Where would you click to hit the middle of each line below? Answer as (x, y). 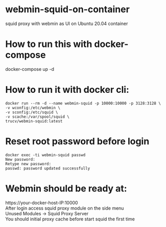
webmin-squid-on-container (68, 9)
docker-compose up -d (30, 69)
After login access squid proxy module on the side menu (65, 208)
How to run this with (49, 44)
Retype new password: (28, 164)
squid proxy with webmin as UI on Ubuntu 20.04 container (67, 23)
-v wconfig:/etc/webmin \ (33, 108)
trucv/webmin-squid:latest (34, 121)
